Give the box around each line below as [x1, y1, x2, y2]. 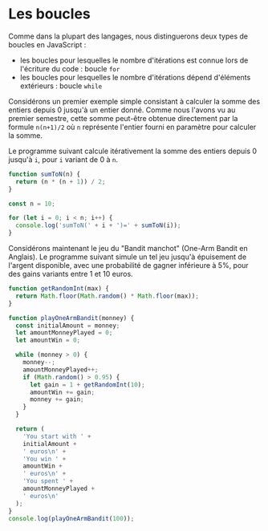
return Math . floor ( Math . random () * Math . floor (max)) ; [15, 292, 199, 300]
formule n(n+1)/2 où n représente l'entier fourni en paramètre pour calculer [8, 122, 257, 132]
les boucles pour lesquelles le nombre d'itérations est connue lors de [19, 55, 249, 65]
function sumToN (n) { [8, 170, 81, 178]
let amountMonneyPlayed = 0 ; [15, 329, 113, 337]
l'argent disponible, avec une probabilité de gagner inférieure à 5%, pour [8, 261, 249, 270]
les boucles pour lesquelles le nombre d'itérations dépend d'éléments [19, 72, 251, 82]
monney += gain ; [29, 395, 84, 403]
